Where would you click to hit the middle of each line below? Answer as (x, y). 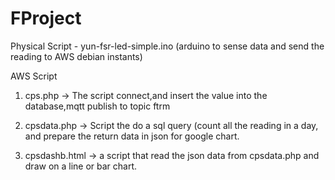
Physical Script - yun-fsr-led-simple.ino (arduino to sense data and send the (167, 46)
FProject (46, 18)
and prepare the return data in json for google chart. (132, 136)
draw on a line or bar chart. (81, 166)
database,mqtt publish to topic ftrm (97, 106)
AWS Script (34, 76)
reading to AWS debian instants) (76, 56)
